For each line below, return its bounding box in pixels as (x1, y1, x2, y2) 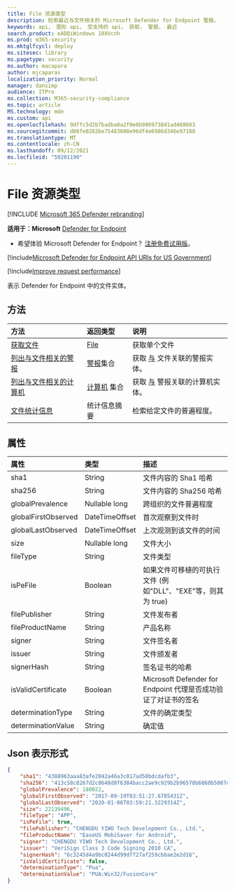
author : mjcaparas (7, 69, 61, 76)
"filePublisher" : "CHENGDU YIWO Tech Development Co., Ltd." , (20, 825, 205, 832)
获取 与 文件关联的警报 (132, 353, 206, 363)
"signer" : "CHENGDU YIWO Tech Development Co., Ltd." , (20, 838, 183, 845)
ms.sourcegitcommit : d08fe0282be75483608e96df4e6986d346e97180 (7, 128, 196, 135)
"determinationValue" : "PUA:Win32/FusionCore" (20, 871, 158, 878)
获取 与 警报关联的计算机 (132, 377, 213, 387)
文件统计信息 (10, 406, 54, 415)
